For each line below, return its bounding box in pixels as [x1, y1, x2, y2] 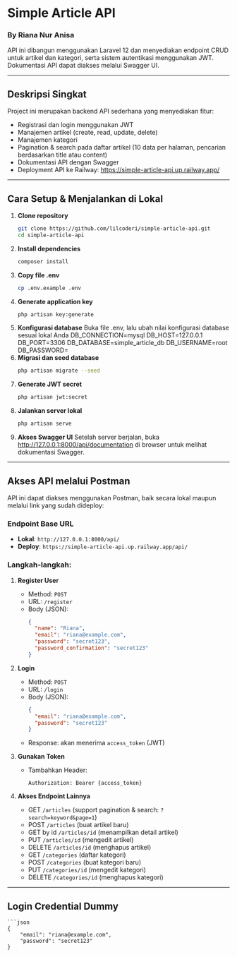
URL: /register [28, 597, 73, 606]
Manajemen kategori [17, 136, 78, 144]
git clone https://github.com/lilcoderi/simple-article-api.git [17, 225, 211, 232]
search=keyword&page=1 [28, 814, 95, 821]
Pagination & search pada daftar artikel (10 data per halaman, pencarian [17, 143, 226, 152]
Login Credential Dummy [7, 900, 119, 912]
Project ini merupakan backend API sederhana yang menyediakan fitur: [7, 107, 214, 116]
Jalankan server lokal [17, 407, 83, 415]
